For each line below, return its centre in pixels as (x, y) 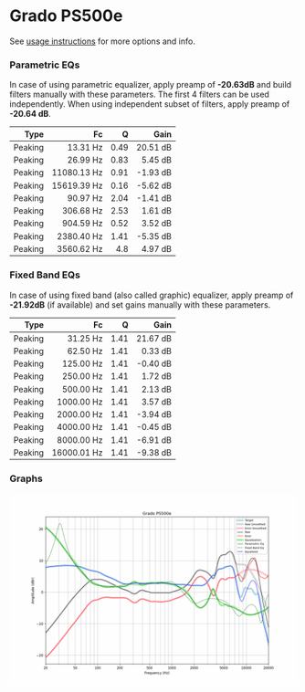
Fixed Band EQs (45, 275)
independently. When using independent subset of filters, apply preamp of (150, 104)
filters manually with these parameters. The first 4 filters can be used (139, 94)
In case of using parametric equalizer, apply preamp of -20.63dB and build (151, 85)
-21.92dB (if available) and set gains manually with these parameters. (140, 304)
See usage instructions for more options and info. (103, 41)
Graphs (26, 478)
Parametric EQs (45, 65)
